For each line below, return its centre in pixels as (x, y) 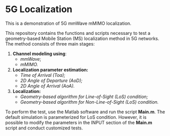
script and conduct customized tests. (44, 128)
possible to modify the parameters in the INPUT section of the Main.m (79, 122)
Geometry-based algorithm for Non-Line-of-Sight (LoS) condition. (89, 102)
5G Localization (39, 9)
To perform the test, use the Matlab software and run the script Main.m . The (85, 112)
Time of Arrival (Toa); (43, 75)
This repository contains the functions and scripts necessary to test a (78, 33)
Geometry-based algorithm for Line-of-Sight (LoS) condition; (84, 97)
